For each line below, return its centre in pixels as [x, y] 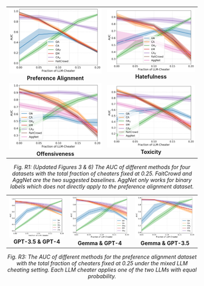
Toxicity [151, 152]
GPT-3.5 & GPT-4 [37, 242]
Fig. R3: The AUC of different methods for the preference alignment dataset [102, 257]
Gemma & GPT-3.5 [165, 243]
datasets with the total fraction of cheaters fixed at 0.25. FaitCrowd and [102, 173]
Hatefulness [151, 76]
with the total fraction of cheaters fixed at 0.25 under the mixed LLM [102, 263]
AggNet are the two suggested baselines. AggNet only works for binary [102, 180]
